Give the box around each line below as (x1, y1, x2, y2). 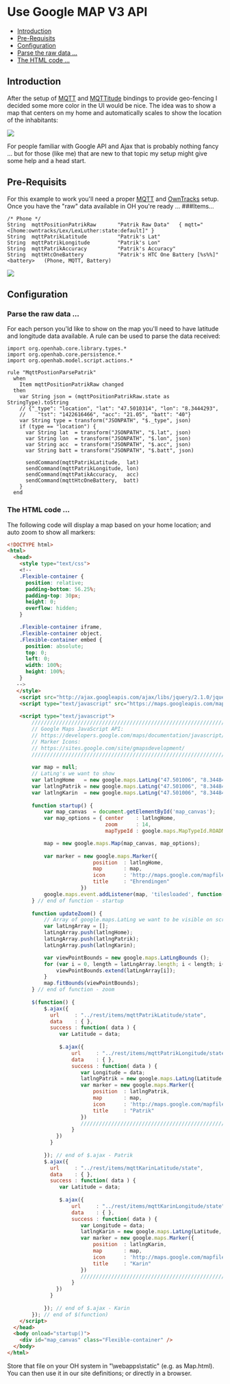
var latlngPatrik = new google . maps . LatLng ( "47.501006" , (31, 783, 197, 790)
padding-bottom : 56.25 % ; (25, 585, 97, 593)
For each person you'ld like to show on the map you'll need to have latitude (7, 325, 219, 333)
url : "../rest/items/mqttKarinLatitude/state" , (50, 1165, 204, 1171)
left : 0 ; (25, 655, 51, 662)
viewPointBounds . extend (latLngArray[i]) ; (55, 967, 176, 974)
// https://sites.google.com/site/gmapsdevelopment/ (31, 744, 186, 751)
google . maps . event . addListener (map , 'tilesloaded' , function (43, 890, 222, 898)
